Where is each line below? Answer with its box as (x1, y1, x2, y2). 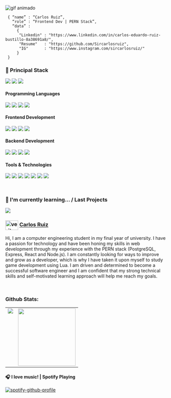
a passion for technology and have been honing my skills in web (5, 240, 140, 246)
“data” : (12, 23, 31, 29)
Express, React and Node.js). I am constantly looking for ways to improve (5, 251, 159, 257)
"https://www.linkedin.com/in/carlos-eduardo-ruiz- (48, 33, 161, 38)
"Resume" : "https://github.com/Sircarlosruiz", (18, 41, 129, 46)
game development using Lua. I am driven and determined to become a (5, 262, 156, 268)
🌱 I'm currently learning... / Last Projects (5, 196, 108, 204)
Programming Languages (5, 90, 60, 96)
